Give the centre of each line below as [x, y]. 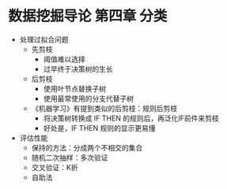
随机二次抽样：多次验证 [70, 157]
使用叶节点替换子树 [75, 88]
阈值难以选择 [64, 59]
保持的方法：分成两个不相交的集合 [87, 147]
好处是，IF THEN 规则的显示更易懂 [99, 128]
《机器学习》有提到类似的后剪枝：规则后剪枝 [104, 108]
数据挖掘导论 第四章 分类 [88, 16]
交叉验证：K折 [55, 167]
